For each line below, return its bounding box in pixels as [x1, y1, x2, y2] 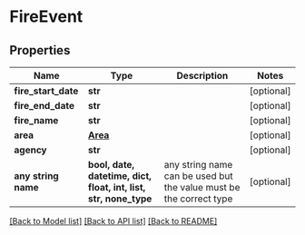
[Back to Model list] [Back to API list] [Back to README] [9, 216, 218, 226]
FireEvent [9, 6, 84, 27]
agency [14, 143, 47, 156]
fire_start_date [14, 84, 79, 97]
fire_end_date [14, 100, 75, 112]
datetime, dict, [87, 170, 152, 182]
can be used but [163, 170, 233, 182]
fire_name [14, 114, 59, 126]
